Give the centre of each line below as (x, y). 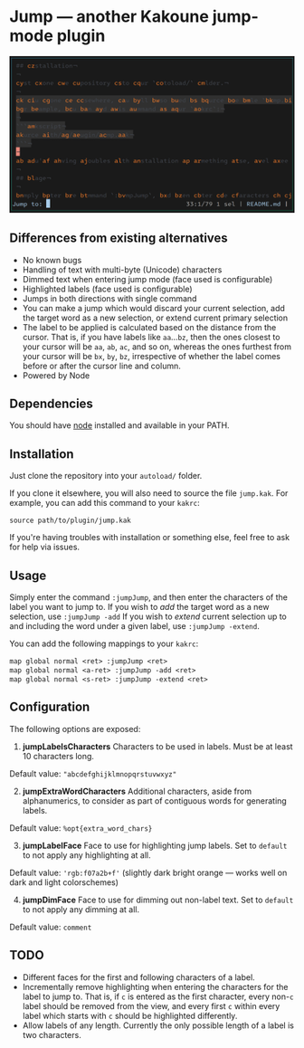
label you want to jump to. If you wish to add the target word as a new (139, 607)
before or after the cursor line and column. (101, 366)
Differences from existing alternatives (119, 238)
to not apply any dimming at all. (81, 909)
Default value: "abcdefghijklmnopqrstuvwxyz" (93, 773)
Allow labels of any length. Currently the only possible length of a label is (158, 1025)
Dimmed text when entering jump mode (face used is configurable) (147, 279)
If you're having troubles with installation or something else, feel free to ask (150, 538)
